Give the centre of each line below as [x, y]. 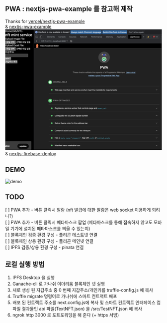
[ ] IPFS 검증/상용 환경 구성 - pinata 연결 [44, 247]
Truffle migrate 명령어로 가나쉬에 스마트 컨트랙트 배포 [65, 296]
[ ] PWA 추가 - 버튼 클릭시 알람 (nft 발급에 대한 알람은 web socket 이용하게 [78, 210]
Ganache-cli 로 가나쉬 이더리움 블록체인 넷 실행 [59, 284]
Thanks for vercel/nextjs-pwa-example [45, 21]
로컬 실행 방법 [25, 264]
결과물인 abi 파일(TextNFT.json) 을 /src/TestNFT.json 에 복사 [82, 309]
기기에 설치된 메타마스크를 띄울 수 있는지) [50, 228]
